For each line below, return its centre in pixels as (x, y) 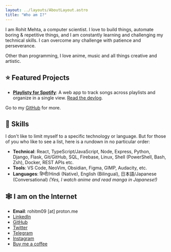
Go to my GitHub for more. (33, 108)
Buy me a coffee (30, 244)
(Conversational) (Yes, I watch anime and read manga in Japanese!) (85, 180)
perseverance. (20, 45)
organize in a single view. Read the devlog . (58, 98)
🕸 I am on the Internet (41, 197)
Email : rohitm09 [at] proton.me (45, 211)
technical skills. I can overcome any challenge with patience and (73, 40)
